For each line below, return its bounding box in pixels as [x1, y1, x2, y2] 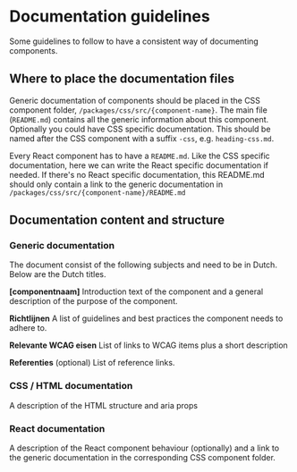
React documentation [9, 422, 106, 434]
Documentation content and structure [9, 213, 225, 228]
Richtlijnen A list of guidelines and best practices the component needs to [9, 313, 284, 324]
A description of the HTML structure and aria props [9, 400, 199, 410]
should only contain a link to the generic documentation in [9, 179, 224, 190]
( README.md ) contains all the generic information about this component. [9, 114, 269, 124]
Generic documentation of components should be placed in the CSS [9, 95, 261, 105]
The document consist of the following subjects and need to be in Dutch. [9, 259, 277, 270]
